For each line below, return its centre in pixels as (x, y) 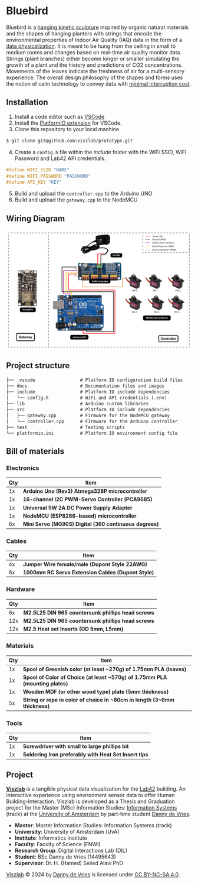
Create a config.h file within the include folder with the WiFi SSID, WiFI (100, 152)
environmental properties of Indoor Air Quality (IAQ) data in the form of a (94, 40)
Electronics (23, 468)
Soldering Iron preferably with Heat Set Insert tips (85, 755)
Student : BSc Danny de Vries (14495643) (65, 857)
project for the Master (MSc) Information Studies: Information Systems (92, 808)
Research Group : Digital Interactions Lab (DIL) (71, 851)
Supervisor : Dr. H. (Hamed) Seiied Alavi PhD (69, 863)
